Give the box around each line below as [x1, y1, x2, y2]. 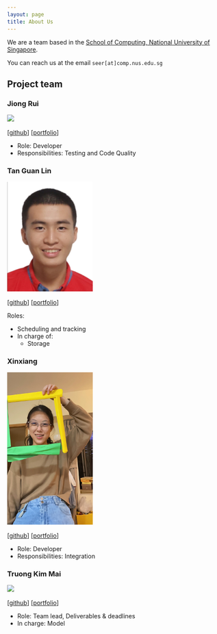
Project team [7, 78, 63, 90]
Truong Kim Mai [7, 569, 62, 579]
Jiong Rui [7, 99, 39, 108]
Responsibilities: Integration [16, 552, 96, 560]
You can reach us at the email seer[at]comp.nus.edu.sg [7, 58, 163, 66]
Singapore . [7, 45, 38, 53]
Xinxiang [7, 356, 38, 366]
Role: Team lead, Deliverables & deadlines [16, 611, 136, 620]
